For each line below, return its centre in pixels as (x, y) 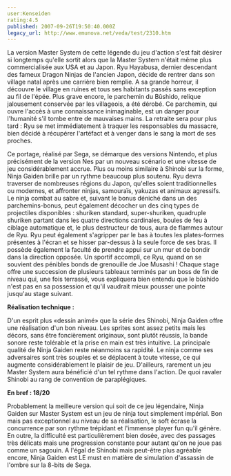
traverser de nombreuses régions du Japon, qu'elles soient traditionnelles (112, 183)
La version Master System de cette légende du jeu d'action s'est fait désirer (115, 53)
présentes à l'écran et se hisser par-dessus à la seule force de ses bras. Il (112, 242)
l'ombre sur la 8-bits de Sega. (49, 465)
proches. (20, 141)
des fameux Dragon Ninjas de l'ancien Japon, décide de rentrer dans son (111, 75)
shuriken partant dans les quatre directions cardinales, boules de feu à (108, 220)
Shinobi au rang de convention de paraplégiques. (77, 379)
